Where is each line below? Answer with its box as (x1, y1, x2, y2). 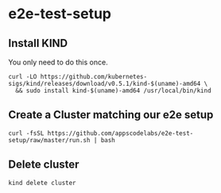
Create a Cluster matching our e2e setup (8, 108, 214, 122)
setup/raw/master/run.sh (8, 136, 91, 144)
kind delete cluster (8, 179, 77, 187)
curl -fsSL (8, 129, 45, 137)
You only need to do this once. (8, 57, 109, 67)
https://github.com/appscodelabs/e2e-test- (47, 129, 194, 137)
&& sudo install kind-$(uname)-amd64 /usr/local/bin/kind (15, 87, 212, 95)
